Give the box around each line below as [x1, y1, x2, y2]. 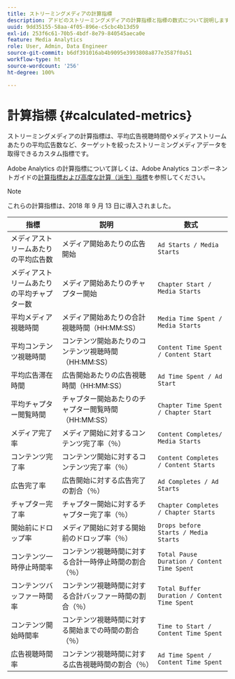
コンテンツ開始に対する [62, 452, 140, 462]
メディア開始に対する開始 [62, 523, 145, 533]
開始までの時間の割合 [69, 626, 140, 636]
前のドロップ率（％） [62, 534, 133, 544]
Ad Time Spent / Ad [157, 372, 222, 381]
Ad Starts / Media [157, 241, 219, 249]
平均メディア [10, 313, 52, 323]
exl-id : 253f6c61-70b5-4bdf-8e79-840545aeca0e [7, 29, 145, 37]
